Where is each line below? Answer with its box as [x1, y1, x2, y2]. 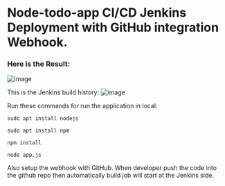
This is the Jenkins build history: [7, 88, 100, 96]
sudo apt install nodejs [7, 115, 79, 122]
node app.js [7, 151, 42, 159]
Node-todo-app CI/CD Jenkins [7, 5, 187, 21]
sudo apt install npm [7, 127, 70, 135]
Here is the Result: [7, 59, 71, 69]
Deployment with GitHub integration [7, 19, 219, 35]
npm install [7, 139, 42, 146]
